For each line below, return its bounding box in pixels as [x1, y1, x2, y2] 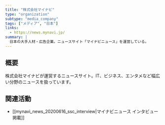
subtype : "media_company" [5, 16, 58, 21]
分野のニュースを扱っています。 [9, 79, 74, 85]
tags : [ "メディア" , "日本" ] [5, 21, 58, 26]
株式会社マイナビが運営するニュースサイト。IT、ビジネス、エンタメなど [5, 72, 152, 79]
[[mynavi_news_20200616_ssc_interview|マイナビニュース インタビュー [12, 109, 159, 115]
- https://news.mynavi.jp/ [9, 30, 65, 35]
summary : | [5, 35, 28, 40]
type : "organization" [5, 12, 50, 17]
